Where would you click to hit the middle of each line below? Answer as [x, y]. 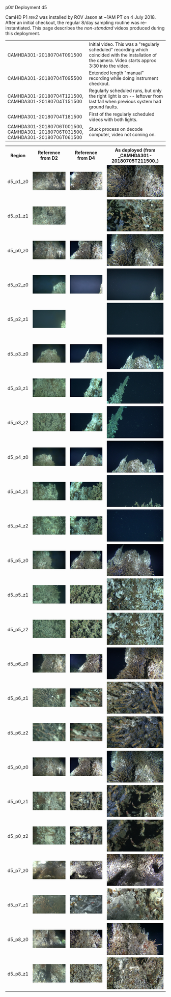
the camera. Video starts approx [122, 60]
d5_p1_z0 [18, 182]
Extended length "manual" [116, 73]
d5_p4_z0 [18, 457]
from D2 [49, 158]
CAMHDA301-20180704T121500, [46, 96]
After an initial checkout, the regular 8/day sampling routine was [73, 23]
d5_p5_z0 [18, 560]
